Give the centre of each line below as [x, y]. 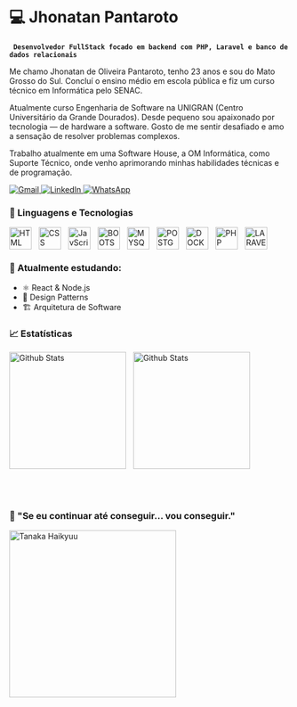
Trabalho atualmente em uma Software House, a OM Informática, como [140, 153]
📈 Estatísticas [41, 333]
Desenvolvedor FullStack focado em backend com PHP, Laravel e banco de [151, 47]
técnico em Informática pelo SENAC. [76, 90]
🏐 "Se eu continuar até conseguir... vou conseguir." [122, 515]
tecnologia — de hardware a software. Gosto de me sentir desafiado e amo [147, 127]
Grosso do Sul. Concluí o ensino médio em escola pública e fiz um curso [142, 80]
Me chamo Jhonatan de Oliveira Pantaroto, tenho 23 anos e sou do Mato [142, 71]
